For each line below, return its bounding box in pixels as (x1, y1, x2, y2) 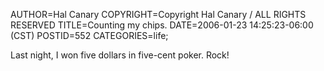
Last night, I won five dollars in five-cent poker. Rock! (10, 49, 230, 61)
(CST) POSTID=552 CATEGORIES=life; (10, 30, 169, 41)
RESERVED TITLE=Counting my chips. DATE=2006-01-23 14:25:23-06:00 (10, 19, 314, 31)
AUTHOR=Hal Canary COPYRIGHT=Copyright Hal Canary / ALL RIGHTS (10, 9, 307, 20)
